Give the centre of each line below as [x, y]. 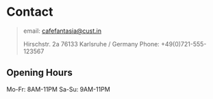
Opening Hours [39, 73]
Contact [30, 12]
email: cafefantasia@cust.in [62, 31]
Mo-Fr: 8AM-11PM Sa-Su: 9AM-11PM [58, 89]
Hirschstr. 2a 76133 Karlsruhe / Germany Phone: [91, 44]
